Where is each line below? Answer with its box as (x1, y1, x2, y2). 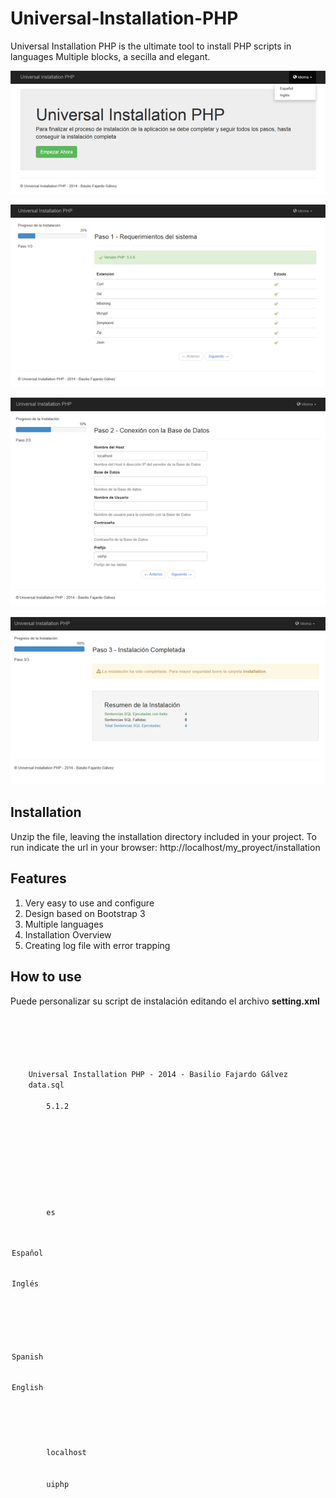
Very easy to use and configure (24, 897, 155, 909)
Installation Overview (24, 928, 112, 941)
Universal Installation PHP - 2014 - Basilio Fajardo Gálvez (28, 1069, 288, 1079)
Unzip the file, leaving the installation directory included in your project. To (10, 830, 317, 842)
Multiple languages (24, 918, 104, 930)
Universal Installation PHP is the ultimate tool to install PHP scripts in (10, 40, 292, 52)
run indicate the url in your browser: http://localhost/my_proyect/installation (10, 841, 321, 853)
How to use (10, 968, 82, 986)
